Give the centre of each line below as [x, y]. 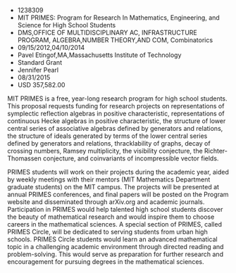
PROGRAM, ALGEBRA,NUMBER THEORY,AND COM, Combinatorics [115, 40]
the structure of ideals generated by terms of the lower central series [107, 136]
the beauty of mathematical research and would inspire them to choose [111, 217]
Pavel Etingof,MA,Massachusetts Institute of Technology [99, 55]
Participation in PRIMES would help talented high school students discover [115, 209]
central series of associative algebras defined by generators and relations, [115, 128]
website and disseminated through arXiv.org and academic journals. [106, 202]
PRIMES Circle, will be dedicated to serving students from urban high [107, 232]
